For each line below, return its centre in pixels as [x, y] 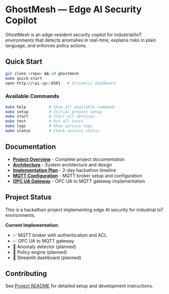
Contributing [26, 273]
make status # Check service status [52, 131]
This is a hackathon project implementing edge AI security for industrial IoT [84, 210]
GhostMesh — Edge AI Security [73, 10]
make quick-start [24, 78]
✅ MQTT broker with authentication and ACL [60, 235]
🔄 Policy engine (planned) [40, 252]
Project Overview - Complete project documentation [69, 159]
